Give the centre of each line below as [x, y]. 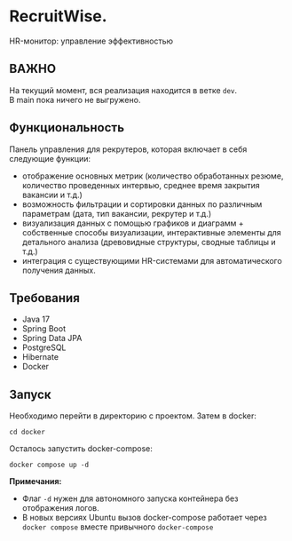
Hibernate [40, 357]
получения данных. [59, 270]
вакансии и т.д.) [52, 195]
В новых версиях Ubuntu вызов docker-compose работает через [145, 518]
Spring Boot [44, 329]
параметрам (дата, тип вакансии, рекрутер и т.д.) [116, 213]
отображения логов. [60, 508]
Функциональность [67, 127]
